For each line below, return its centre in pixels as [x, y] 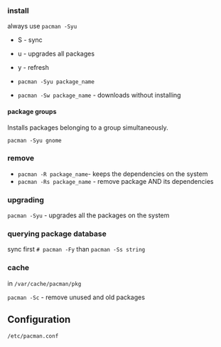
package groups [32, 111]
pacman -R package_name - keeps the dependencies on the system [113, 174]
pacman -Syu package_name [56, 82]
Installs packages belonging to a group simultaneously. [88, 128]
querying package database [57, 234]
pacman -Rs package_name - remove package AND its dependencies [115, 181]
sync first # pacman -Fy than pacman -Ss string [76, 249]
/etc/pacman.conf [33, 336]
